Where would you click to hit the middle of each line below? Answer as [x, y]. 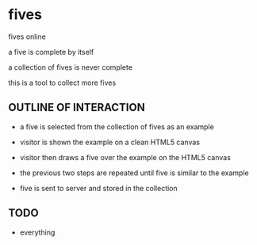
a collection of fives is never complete [71, 67]
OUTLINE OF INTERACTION [77, 107]
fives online [27, 36]
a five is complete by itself [51, 52]
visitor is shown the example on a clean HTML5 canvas [110, 142]
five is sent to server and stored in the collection [99, 188]
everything [37, 232]
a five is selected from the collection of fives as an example [117, 126]
